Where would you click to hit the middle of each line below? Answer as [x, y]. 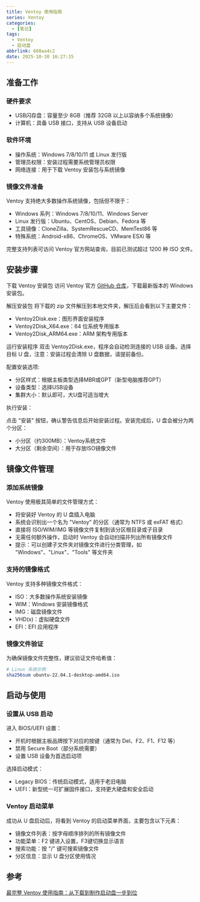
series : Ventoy [25, 17]
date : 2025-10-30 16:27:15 [40, 57]
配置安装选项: [23, 367]
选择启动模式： [25, 769]
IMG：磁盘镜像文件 [39, 612]
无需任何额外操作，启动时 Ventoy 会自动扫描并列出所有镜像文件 [94, 537]
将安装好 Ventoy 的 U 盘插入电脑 [55, 515]
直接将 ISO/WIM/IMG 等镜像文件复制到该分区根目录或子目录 [89, 530]
